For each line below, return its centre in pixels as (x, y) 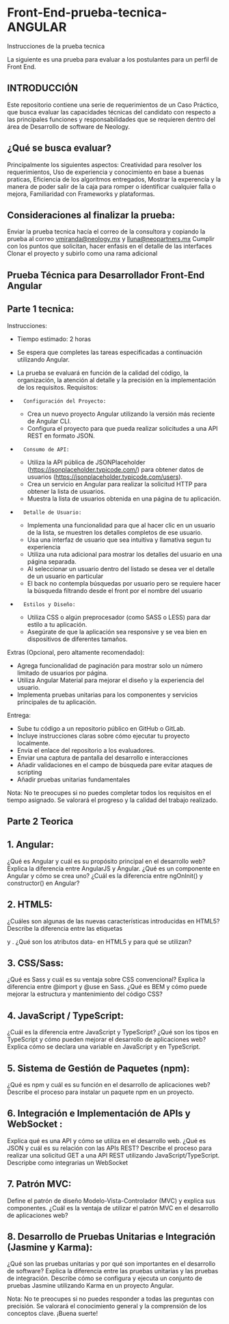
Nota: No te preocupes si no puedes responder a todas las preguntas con (110, 1299)
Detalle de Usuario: (53, 512)
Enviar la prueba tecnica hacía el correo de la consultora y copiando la (106, 232)
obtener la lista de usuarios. (66, 491)
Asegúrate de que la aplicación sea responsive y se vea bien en (117, 632)
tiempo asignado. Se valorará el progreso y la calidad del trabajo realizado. (112, 800)
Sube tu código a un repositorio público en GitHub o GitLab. (101, 728)
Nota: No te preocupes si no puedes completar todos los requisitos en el (109, 792)
